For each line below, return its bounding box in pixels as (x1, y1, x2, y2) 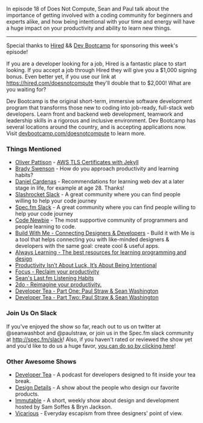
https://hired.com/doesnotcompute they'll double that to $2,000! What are (6, 79, 192, 87)
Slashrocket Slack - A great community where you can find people (14, 191, 181, 198)
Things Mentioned (6, 145, 62, 153)
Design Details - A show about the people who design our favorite (14, 384, 179, 391)
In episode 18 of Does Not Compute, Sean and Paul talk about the (6, 5, 169, 12)
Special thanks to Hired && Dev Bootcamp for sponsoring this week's (6, 42, 178, 49)
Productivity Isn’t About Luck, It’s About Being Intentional (14, 262, 157, 269)
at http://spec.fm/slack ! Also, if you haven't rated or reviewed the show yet (6, 336, 192, 343)
